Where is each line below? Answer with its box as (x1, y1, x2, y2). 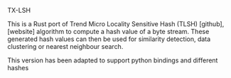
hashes (7, 64, 29, 72)
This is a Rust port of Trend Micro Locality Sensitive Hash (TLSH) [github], (7, 20, 225, 28)
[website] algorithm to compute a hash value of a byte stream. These (7, 28, 210, 35)
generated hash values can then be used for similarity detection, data (7, 35, 211, 43)
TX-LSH (7, 6, 31, 14)
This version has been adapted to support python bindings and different (7, 56, 218, 65)
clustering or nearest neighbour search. (7, 43, 124, 50)
